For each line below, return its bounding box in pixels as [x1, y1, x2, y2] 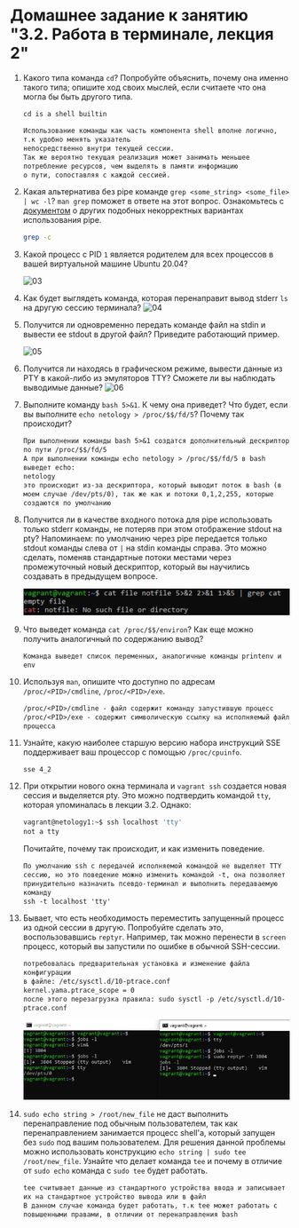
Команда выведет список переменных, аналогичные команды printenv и [22, 652, 282, 662]
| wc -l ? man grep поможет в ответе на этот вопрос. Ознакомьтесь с [22, 195, 285, 206]
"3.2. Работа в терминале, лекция [10, 24, 274, 44]
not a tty [22, 828, 60, 836]
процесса [22, 722, 56, 731]
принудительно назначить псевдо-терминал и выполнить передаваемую [22, 880, 278, 889]
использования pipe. [22, 214, 102, 225]
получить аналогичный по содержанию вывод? [22, 634, 204, 645]
